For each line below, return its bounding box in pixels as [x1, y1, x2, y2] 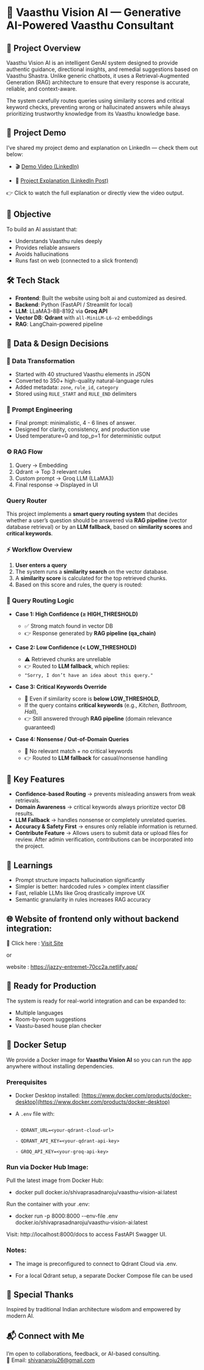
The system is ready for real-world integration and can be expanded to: [6, 997, 186, 1005]
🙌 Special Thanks [6, 1289, 74, 1300]
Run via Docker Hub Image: [6, 1162, 89, 1171]
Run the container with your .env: [6, 1200, 90, 1208]
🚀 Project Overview [6, 43, 81, 53]
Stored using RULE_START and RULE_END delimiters [15, 390, 137, 397]
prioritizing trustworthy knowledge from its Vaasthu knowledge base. [6, 110, 180, 117]
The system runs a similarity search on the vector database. [15, 568, 169, 575]
